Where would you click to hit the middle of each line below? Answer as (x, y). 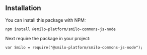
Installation (23, 8)
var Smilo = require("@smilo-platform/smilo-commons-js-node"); (74, 47)
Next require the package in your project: (48, 38)
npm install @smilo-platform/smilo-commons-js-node (60, 29)
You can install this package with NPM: (46, 20)
